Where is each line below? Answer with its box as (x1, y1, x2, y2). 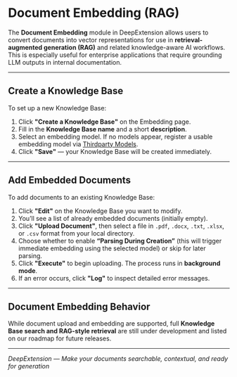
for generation (8, 362, 50, 371)
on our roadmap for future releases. (8, 334, 112, 343)
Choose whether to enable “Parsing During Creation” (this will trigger (18, 236, 222, 245)
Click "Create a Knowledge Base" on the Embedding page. (18, 117, 191, 126)
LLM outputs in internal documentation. (8, 58, 122, 66)
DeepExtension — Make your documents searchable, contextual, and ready (8, 354, 229, 363)
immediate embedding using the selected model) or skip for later (18, 244, 206, 253)
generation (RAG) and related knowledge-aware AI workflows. (43, 43, 226, 51)
